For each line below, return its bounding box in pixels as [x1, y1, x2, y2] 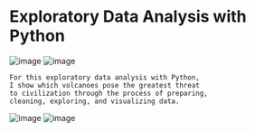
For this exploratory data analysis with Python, [9, 72, 201, 82]
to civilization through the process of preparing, [9, 89, 208, 98]
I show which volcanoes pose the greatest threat [9, 80, 201, 90]
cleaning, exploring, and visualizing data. [9, 97, 180, 106]
